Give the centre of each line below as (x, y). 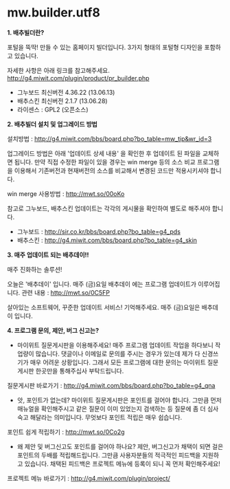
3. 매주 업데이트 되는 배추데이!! (48, 254)
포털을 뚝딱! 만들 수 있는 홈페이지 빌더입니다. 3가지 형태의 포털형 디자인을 (105, 47)
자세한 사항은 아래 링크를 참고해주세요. (58, 70)
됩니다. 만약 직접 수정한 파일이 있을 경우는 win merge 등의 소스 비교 (105, 162)
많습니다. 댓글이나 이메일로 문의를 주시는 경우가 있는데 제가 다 (118, 354)
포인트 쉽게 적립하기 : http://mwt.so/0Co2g (66, 432)
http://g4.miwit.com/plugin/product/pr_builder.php (78, 78)
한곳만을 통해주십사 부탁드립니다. (80, 371)
